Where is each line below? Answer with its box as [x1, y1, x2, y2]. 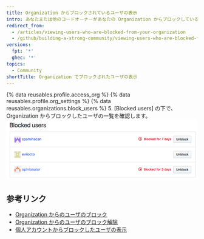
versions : [6, 42, 32, 48]
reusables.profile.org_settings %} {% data [6, 98, 111, 105]
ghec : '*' [12, 55, 36, 61]
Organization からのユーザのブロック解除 [15, 218, 118, 226]
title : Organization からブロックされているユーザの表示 [6, 10, 138, 16]
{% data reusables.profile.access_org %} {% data [6, 91, 131, 98]
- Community [12, 67, 42, 73]
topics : [6, 61, 26, 67]
